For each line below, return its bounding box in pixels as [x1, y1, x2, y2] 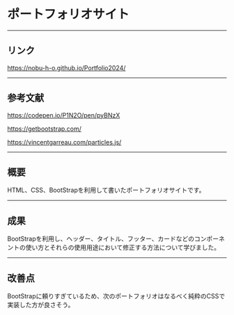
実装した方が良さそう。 [7, 300, 75, 309]
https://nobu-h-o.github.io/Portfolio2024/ [7, 63, 126, 72]
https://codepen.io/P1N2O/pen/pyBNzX [7, 111, 120, 119]
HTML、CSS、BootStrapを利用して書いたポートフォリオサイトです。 [7, 186, 205, 195]
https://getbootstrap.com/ [7, 124, 82, 133]
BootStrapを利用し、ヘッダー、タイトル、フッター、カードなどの [7, 234, 195, 243]
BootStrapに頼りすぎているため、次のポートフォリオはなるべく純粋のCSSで [7, 292, 225, 300]
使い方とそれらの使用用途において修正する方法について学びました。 [25, 243, 221, 252]
